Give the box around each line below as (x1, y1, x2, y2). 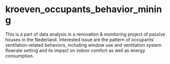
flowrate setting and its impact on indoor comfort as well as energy (5, 47, 146, 53)
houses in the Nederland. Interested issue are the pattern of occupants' (5, 37, 155, 43)
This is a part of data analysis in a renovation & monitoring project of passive (5, 31, 165, 37)
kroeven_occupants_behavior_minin (5, 4, 162, 15)
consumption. (5, 52, 34, 59)
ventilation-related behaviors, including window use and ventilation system (5, 42, 161, 48)
